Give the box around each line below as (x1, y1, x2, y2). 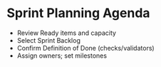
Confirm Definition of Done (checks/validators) (16, 43, 155, 52)
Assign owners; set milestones (16, 51, 108, 60)
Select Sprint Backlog (16, 36, 81, 44)
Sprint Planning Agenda (6, 5, 150, 21)
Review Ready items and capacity (16, 29, 117, 37)
